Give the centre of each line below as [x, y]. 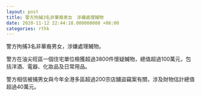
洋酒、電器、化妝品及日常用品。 [51, 67]
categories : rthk [28, 28]
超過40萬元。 [23, 87]
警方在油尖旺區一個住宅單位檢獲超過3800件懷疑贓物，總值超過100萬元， [96, 59]
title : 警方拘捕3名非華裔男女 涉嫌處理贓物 [55, 17]
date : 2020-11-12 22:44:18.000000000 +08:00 [63, 23]
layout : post [22, 12]
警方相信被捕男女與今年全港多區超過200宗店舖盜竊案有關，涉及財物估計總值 [100, 79]
